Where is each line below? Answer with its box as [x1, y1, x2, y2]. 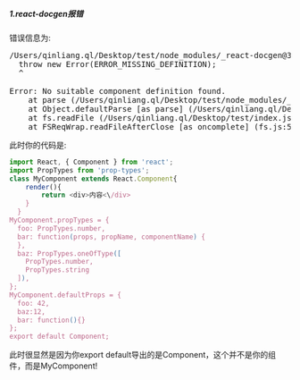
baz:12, [17, 307, 46, 317]
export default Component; [9, 332, 110, 342]
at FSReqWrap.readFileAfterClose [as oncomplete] [28, 122, 250, 131]
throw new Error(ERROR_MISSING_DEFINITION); [18, 59, 217, 69]
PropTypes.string [25, 266, 90, 274]
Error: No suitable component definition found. [9, 86, 226, 96]
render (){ [25, 182, 62, 191]
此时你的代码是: [9, 139, 67, 150]
